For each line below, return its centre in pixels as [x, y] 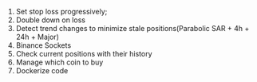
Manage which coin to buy [59, 62]
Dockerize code [42, 70]
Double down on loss [51, 20]
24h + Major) [38, 37]
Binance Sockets [43, 45]
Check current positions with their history [84, 54]
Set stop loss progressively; [61, 12]
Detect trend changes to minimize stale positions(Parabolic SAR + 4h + [132, 28]
